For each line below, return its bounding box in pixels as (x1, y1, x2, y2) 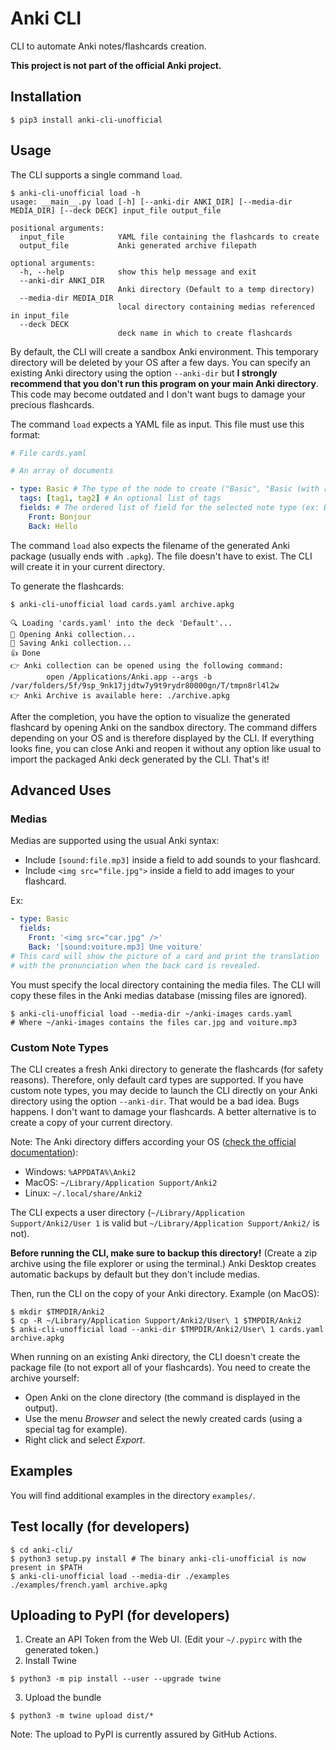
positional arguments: (10, 223, 105, 233)
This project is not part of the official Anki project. (10, 59, 222, 71)
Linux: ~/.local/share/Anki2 (24, 1187, 143, 1199)
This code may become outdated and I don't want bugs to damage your (10, 388, 306, 400)
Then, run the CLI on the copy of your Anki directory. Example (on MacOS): (10, 1287, 320, 1299)
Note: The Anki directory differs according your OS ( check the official (10, 1135, 297, 1147)
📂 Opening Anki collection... (10, 629, 137, 639)
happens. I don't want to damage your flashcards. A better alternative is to (10, 1105, 317, 1117)
